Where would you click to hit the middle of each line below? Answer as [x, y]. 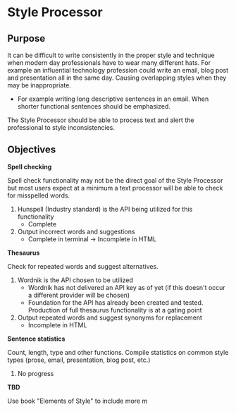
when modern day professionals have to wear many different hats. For [109, 63]
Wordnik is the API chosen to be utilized [75, 280]
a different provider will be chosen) [79, 295]
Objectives [32, 150]
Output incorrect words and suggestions [76, 231]
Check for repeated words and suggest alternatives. [83, 266]
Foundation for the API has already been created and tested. [116, 302]
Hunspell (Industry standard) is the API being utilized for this [105, 209]
